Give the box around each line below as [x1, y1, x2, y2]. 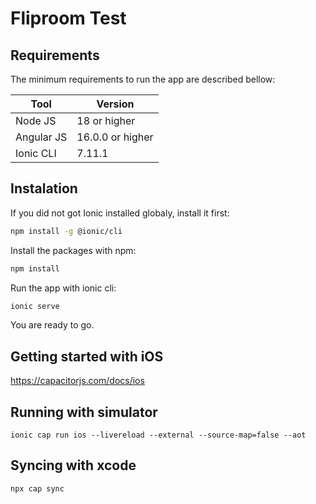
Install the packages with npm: [10, 244, 137, 256]
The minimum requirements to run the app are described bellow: [10, 73, 276, 85]
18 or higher [76, 114, 136, 127]
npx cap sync [10, 483, 65, 494]
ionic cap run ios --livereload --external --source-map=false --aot [10, 430, 307, 441]
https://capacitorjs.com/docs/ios [10, 375, 145, 387]
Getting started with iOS [10, 348, 164, 365]
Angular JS [15, 130, 68, 144]
